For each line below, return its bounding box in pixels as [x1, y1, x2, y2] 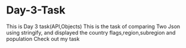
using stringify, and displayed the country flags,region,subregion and [6, 29, 176, 36]
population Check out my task [6, 35, 80, 42]
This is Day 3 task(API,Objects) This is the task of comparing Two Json [6, 23, 181, 30]
